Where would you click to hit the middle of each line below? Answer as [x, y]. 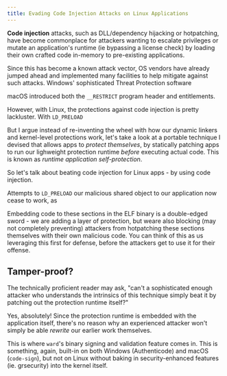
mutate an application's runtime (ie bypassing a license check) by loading [111, 47]
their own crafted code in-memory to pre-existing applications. [96, 55]
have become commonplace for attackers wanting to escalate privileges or [113, 40]
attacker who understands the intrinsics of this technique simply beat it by [112, 295]
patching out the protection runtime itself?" [68, 303]
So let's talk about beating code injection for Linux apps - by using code [109, 172]
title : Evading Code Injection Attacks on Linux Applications [98, 13]
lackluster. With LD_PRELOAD [45, 117]
